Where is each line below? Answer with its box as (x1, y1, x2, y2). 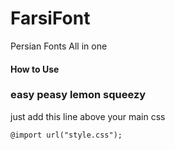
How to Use (10, 63, 60, 75)
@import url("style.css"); (10, 130, 123, 140)
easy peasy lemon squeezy (10, 88, 147, 102)
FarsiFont (10, 7, 91, 30)
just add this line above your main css (10, 110, 166, 122)
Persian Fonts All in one (10, 40, 108, 52)
